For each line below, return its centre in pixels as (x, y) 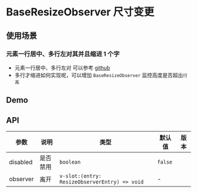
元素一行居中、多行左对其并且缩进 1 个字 (63, 54)
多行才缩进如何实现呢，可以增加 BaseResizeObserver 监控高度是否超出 (99, 75)
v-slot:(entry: (81, 176)
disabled (21, 162)
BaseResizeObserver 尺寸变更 (80, 12)
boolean (70, 162)
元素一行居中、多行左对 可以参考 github (62, 68)
